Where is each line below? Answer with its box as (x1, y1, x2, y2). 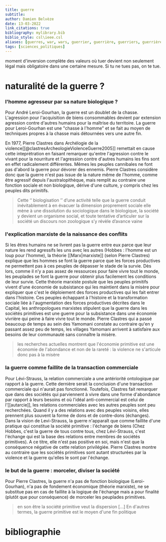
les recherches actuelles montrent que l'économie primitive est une (17, 341, 155, 347)
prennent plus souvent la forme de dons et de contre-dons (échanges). (5, 412, 150, 418)
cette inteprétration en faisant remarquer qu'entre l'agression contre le (5, 151, 149, 157)
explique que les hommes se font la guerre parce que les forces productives (5, 258, 161, 264)
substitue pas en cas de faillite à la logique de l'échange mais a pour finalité (5, 489, 159, 494)
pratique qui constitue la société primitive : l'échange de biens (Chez (5, 423, 145, 429)
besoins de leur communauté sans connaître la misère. (5, 332, 117, 338)
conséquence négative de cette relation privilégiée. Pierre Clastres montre (5, 444, 157, 450)
